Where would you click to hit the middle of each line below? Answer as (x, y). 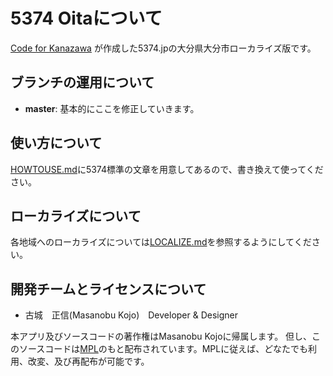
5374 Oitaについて (86, 18)
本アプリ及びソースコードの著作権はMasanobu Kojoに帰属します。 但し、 (161, 336)
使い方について (56, 143)
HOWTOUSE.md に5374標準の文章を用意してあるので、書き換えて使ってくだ (167, 169)
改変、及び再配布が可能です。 (88, 361)
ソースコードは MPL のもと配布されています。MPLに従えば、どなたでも (163, 349)
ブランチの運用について (82, 82)
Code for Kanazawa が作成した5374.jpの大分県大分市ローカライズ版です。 (163, 48)
